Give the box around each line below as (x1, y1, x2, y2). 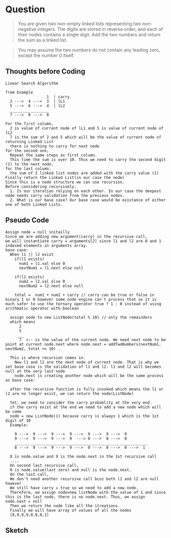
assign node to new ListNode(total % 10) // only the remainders (10, 314, 153, 320)
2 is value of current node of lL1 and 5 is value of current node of (10, 126, 164, 131)
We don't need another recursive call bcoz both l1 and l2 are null (10, 476, 159, 482)
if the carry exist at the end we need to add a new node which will (10, 404, 161, 410)
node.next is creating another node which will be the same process (14, 373, 164, 378)
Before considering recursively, (5, 184, 77, 189)
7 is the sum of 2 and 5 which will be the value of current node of (10, 134, 161, 140)
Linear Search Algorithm (5, 81, 58, 86)
